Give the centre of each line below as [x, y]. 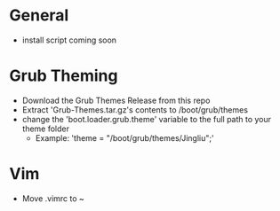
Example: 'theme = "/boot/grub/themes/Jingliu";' [125, 137]
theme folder [45, 129]
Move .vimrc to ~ [53, 198]
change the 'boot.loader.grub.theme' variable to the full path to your [147, 119]
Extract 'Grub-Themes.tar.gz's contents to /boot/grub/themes [135, 109]
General [39, 16]
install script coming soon [69, 40]
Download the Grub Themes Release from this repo [116, 100]
